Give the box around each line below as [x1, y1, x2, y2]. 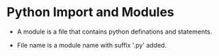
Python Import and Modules [6, 4, 174, 20]
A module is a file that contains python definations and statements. [16, 27, 213, 36]
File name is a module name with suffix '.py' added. [16, 41, 167, 49]
